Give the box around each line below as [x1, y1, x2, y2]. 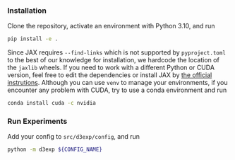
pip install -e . [7, 35, 59, 42]
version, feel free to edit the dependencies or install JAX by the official [7, 71, 212, 79]
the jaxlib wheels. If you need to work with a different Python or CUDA [7, 63, 215, 72]
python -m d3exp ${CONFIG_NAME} [7, 146, 102, 154]
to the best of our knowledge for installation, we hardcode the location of [7, 56, 220, 64]
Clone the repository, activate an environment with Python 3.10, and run [7, 22, 215, 30]
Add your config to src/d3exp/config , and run [7, 132, 140, 141]
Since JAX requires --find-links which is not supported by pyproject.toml [7, 48, 226, 57]
